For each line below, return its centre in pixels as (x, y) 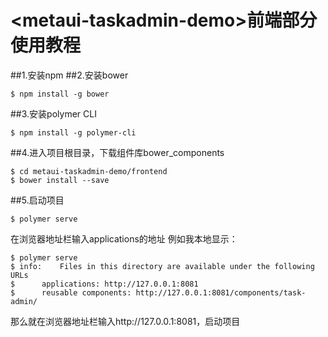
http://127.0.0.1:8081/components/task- (221, 292)
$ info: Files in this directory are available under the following (162, 266)
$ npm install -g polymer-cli (73, 132)
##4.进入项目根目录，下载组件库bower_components (117, 152)
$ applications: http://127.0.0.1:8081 (104, 284)
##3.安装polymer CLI (53, 113)
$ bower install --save (60, 180)
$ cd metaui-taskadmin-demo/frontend (89, 171)
